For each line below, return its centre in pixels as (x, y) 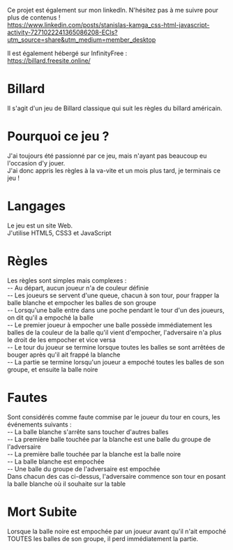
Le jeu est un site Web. (40, 225)
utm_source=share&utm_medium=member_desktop (82, 40)
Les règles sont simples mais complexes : (67, 280)
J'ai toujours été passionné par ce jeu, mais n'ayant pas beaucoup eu (107, 156)
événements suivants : (39, 424)
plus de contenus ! (34, 17)
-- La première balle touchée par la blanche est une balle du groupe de (109, 439)
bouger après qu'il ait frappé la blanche (64, 355)
